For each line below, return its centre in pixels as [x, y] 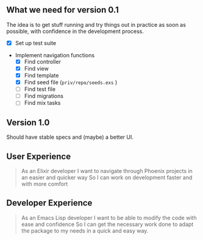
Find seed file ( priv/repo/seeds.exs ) [71, 82]
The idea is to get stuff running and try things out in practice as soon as [96, 24]
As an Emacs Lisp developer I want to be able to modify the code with [109, 217]
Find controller [42, 62]
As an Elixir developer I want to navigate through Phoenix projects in [107, 171]
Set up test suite [36, 43]
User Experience [39, 156]
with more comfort [45, 184]
